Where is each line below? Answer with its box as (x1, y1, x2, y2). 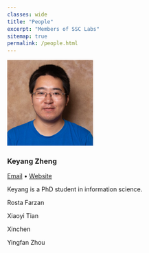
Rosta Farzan (7, 199, 45, 207)
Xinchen (7, 225, 31, 233)
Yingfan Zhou (7, 239, 46, 247)
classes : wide (7, 11, 48, 18)
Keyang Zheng (7, 156, 57, 166)
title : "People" (7, 18, 54, 25)
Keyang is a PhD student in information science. (7, 185, 143, 193)
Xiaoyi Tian (7, 212, 39, 220)
